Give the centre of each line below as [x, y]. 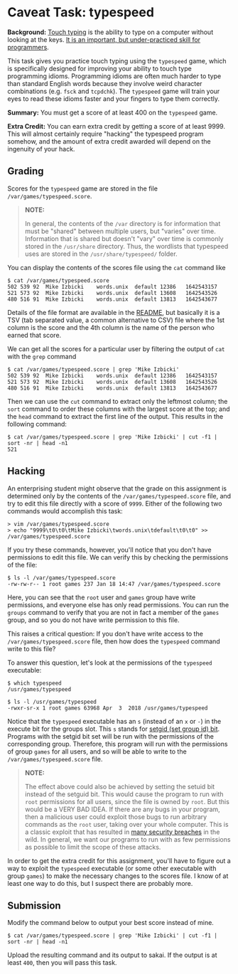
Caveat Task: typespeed [81, 12]
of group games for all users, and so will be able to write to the [97, 751]
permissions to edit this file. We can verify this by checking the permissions [118, 557]
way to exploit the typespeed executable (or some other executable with [112, 868]
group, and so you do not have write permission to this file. [93, 620]
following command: [37, 424]
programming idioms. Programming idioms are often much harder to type [114, 76]
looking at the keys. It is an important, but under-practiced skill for [104, 39]
